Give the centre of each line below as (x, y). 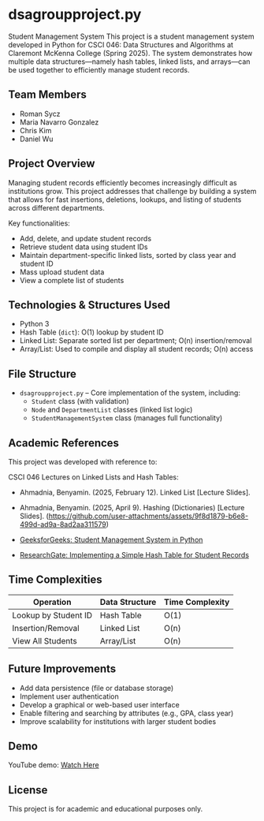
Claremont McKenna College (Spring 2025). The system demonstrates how (130, 53)
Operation (52, 602)
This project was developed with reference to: (83, 462)
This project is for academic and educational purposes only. (106, 809)
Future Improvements (62, 669)
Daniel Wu (36, 139)
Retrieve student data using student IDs (84, 247)
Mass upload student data (62, 272)
